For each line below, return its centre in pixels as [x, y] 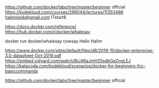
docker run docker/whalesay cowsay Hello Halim [54, 41]
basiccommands [22, 71]
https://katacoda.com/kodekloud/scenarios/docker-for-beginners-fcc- [75, 66]
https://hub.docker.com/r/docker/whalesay [48, 32]
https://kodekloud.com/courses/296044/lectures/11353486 [64, 12]
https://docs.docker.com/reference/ [41, 27]
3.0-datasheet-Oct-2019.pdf [33, 56]
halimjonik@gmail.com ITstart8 [36, 17]
